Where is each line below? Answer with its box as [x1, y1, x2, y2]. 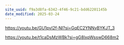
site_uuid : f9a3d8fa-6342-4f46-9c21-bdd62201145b [5, 7, 108, 12]
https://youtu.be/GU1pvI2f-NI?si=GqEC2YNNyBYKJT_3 [5, 25, 115, 30]
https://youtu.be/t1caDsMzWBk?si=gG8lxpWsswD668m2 [5, 34, 119, 40]
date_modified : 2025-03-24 [5, 12, 60, 16]
